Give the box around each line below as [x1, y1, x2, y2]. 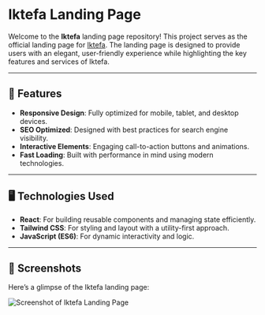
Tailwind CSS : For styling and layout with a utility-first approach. [19, 223, 230, 232]
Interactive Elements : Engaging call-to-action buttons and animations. [19, 141, 250, 151]
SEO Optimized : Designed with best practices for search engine [19, 125, 229, 134]
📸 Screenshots [8, 261, 82, 275]
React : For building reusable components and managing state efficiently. [19, 215, 256, 224]
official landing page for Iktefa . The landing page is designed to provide [8, 39, 241, 49]
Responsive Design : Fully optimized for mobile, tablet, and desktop [19, 108, 239, 118]
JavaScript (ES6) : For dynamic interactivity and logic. [19, 231, 195, 241]
